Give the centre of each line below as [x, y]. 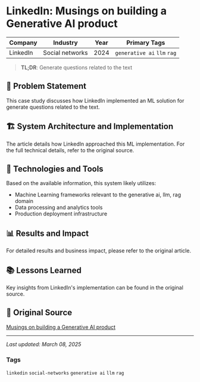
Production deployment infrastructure [61, 214]
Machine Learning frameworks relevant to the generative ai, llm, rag [98, 195]
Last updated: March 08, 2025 [44, 344]
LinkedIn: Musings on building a [87, 11]
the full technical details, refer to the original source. [70, 150]
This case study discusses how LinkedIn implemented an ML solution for [95, 100]
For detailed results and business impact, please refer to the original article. [99, 251]
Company [23, 42]
